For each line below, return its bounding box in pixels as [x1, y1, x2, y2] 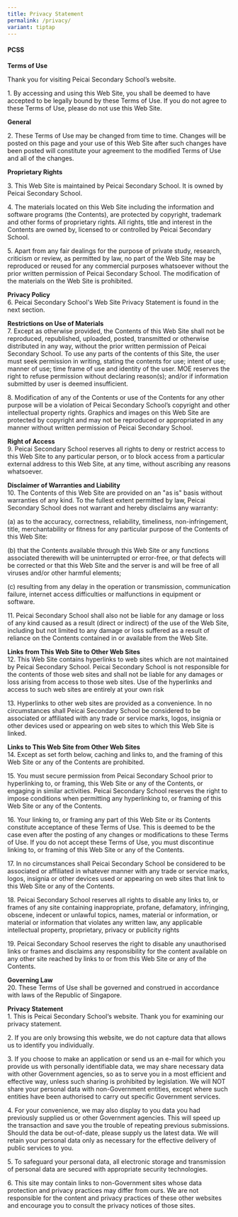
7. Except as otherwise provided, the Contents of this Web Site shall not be [7, 327, 225, 335]
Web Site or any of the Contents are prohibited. [7, 758, 145, 766]
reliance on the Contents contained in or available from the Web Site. [7, 634, 208, 642]
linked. [7, 729, 27, 737]
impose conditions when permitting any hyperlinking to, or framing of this [7, 794, 222, 802]
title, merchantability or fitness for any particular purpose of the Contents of [7, 525, 229, 533]
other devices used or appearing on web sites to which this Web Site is [7, 721, 215, 730]
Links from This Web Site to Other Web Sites [7, 647, 140, 656]
